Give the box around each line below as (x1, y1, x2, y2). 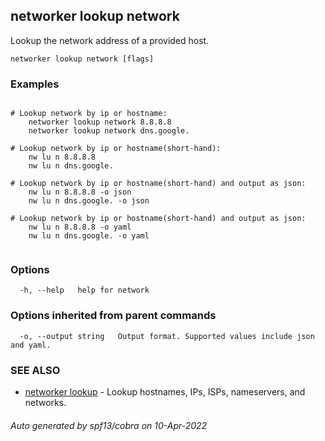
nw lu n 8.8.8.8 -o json (28, 187, 132, 198)
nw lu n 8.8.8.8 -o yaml (28, 222, 132, 233)
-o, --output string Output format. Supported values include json (19, 331, 315, 341)
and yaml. (10, 340, 52, 350)
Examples (10, 77, 60, 91)
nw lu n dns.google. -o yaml (28, 231, 150, 241)
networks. (24, 397, 67, 408)
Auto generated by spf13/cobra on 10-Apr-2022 (10, 419, 208, 431)
